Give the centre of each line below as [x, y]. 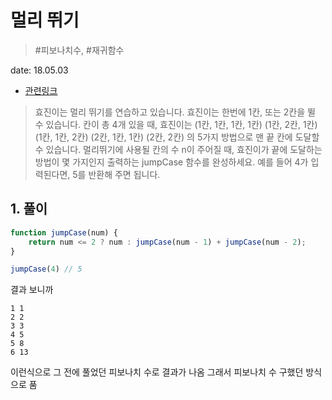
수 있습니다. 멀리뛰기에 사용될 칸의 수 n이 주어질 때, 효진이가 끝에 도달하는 [178, 149]
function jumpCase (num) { [64, 232]
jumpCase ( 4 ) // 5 [46, 269]
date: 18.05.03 [39, 70]
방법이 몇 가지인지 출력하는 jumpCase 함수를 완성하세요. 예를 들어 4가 [171, 162]
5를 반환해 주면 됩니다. [116, 174]
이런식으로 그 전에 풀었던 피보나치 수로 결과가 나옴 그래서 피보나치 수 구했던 [157, 372]
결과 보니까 [32, 290]
